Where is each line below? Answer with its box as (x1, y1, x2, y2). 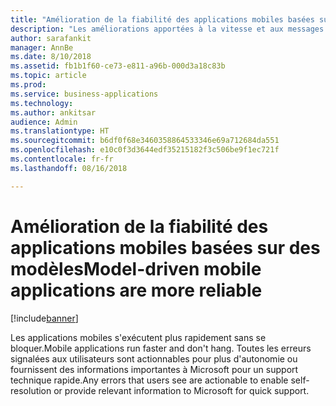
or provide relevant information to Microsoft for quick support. (53, 384, 310, 396)
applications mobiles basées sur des (10, 236, 321, 259)
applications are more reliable (10, 279, 263, 301)
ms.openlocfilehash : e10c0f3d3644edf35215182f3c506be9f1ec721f (10, 145, 280, 155)
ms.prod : (10, 80, 47, 90)
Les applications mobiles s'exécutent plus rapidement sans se (10, 331, 267, 343)
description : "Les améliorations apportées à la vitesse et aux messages (10, 24, 325, 34)
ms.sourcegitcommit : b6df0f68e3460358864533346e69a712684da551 (10, 136, 280, 146)
